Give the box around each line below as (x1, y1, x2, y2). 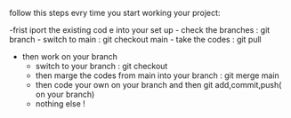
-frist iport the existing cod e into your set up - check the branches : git (9, 25, 271, 35)
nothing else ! (35, 98, 86, 109)
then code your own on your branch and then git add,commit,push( (35, 80, 282, 90)
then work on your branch (21, 51, 118, 61)
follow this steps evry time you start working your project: (9, 8, 221, 18)
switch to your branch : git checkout (35, 61, 168, 71)
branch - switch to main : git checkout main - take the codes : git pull (9, 35, 263, 44)
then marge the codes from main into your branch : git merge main (35, 70, 280, 81)
